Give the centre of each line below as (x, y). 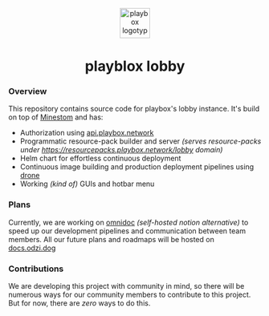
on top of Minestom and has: (56, 117)
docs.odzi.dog (32, 248)
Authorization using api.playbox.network (87, 133)
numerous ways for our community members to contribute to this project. (130, 295)
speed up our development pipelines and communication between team (127, 231)
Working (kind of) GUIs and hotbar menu (87, 184)
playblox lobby (135, 66)
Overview (28, 91)
